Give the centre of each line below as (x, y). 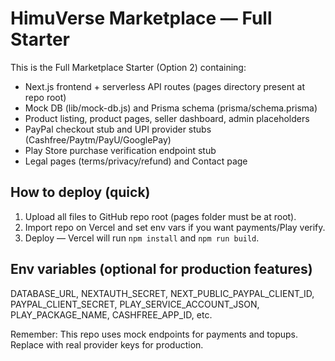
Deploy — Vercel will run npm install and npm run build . (142, 238)
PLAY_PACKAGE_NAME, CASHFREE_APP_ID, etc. (111, 314)
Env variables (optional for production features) (161, 269)
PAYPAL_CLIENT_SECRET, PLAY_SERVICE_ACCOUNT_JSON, (135, 304)
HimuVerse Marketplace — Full (141, 18)
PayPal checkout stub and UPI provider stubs (118, 129)
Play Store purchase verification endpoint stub (120, 150)
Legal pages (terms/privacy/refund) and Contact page (136, 161)
